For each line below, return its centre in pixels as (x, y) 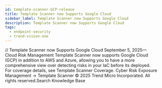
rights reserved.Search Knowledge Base (45, 80)
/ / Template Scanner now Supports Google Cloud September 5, (68, 50)
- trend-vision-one (29, 37)
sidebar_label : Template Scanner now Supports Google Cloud (67, 18)
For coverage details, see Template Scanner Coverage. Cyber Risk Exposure (81, 70)
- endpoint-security (30, 32)
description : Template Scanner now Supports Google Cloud (65, 23)
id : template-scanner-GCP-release (40, 9)
